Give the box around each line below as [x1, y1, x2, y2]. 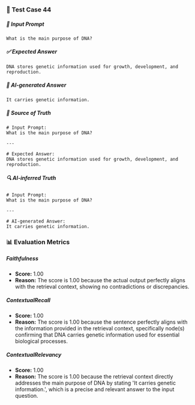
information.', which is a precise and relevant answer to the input [14, 385, 175, 393]
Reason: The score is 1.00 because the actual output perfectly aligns [14, 276, 186, 283]
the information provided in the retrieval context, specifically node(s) [14, 324, 185, 332]
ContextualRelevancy [6, 351, 62, 359]
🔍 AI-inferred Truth [6, 175, 56, 182]
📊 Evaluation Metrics [6, 238, 70, 246]
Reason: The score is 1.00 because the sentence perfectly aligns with [14, 318, 188, 326]
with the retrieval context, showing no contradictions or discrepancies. [14, 283, 190, 290]
